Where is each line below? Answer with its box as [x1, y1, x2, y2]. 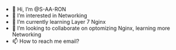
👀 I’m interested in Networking [11, 12, 87, 19]
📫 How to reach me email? [11, 37, 80, 45]
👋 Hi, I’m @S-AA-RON [11, 6, 66, 12]
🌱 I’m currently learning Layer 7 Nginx [11, 18, 106, 25]
